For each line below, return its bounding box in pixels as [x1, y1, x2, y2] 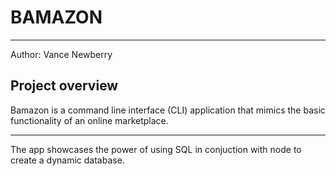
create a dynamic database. [10, 154, 125, 166]
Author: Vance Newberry [10, 48, 113, 60]
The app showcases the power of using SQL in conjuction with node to [10, 143, 302, 155]
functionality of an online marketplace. [10, 114, 169, 126]
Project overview [10, 77, 119, 95]
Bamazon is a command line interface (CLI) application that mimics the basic [10, 104, 326, 116]
